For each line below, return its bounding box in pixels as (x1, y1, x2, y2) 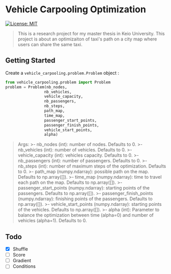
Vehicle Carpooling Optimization (5, 4, 146, 15)
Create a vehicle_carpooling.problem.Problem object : (5, 70, 119, 76)
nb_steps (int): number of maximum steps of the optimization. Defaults (17, 163, 166, 170)
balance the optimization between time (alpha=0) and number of (17, 212, 154, 218)
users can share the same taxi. (17, 41, 83, 47)
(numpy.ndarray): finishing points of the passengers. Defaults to (17, 196, 153, 202)
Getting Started (5, 56, 56, 65)
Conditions (12, 263, 36, 269)
